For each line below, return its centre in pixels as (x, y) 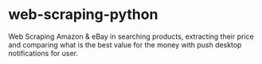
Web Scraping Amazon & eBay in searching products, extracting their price (131, 36)
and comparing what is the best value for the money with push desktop (125, 44)
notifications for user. (43, 53)
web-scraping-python (83, 15)
